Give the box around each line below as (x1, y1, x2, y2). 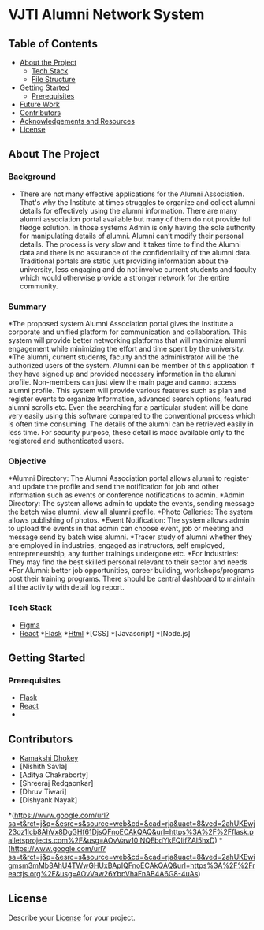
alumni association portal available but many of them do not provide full (19, 214, 252, 224)
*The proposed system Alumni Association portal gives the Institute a (8, 318, 234, 328)
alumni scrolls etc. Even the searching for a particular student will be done (8, 402, 249, 411)
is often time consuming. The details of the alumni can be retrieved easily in (8, 419, 254, 429)
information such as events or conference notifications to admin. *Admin (8, 490, 245, 500)
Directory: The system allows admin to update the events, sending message (8, 499, 255, 508)
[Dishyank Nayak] (19, 795, 78, 805)
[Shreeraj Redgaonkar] (19, 779, 94, 788)
